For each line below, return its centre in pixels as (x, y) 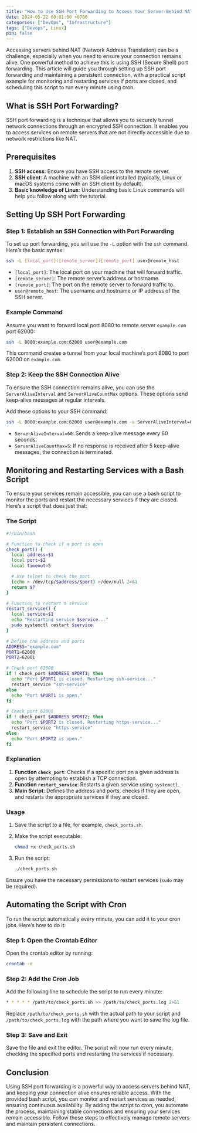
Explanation (23, 759)
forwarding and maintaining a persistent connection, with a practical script (96, 75)
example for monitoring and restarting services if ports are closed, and (91, 81)
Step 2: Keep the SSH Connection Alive (63, 375)
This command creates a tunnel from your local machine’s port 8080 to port (98, 353)
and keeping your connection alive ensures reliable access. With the (89, 1093)
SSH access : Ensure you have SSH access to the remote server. (92, 171)
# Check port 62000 (30, 668)
